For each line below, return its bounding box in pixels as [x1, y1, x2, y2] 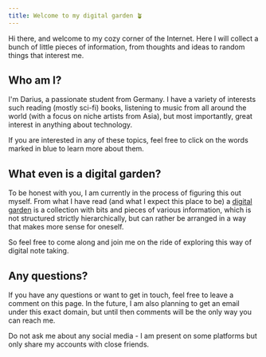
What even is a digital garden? [8, 167, 162, 180]
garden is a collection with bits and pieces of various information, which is [8, 205, 252, 215]
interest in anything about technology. [8, 120, 133, 130]
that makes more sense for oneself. [8, 222, 124, 232]
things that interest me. [8, 50, 84, 60]
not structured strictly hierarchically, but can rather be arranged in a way [8, 214, 247, 223]
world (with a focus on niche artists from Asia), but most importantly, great [8, 112, 253, 121]
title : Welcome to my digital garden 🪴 [8, 11, 143, 20]
